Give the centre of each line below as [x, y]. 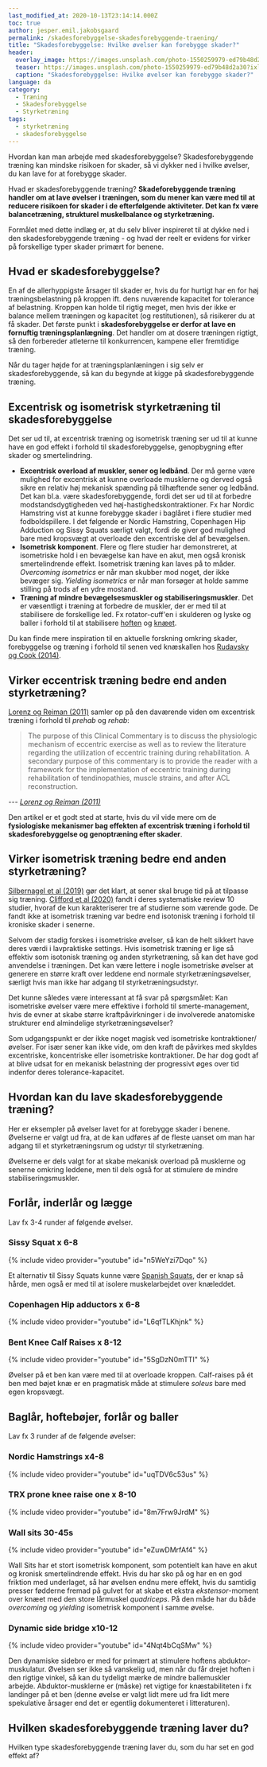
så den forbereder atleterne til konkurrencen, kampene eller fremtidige [124, 341]
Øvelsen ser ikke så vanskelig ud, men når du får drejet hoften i [151, 1669]
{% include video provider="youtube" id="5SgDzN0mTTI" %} [109, 1360]
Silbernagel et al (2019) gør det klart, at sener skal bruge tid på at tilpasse [128, 891]
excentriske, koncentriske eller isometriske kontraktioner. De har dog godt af [133, 1055]
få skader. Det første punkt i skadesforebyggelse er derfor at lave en [122, 324]
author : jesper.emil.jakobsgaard [64, 30]
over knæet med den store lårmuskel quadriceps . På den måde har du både [132, 1599]
